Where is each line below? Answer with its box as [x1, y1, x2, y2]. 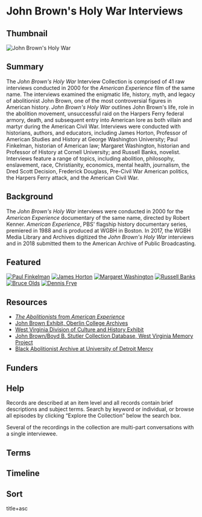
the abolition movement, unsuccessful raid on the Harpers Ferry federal [6, 110, 185, 117]
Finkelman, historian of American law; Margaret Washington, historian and [6, 142, 190, 149]
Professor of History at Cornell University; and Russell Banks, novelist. [6, 148, 181, 155]
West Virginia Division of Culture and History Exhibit [14, 326, 144, 333]
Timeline [6, 468, 40, 478]
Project [14, 339, 33, 346]
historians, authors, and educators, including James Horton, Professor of [6, 129, 188, 136]
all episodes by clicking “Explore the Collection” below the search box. [6, 412, 181, 419]
